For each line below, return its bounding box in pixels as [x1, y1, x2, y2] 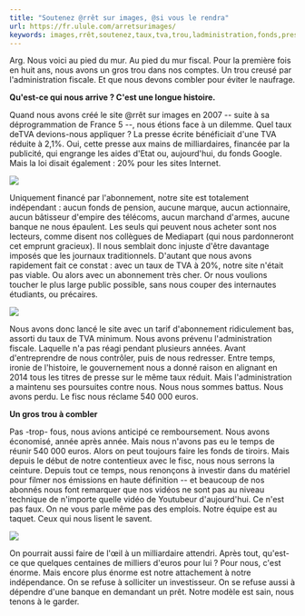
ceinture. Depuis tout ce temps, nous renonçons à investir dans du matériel [9, 465, 290, 476]
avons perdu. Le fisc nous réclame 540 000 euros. [9, 392, 199, 402]
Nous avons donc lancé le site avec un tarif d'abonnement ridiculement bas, [9, 323, 294, 334]
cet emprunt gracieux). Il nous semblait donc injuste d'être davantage [9, 241, 270, 252]
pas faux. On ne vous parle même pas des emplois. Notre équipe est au [9, 503, 278, 514]
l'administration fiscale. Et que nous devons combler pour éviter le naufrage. [9, 75, 296, 85]
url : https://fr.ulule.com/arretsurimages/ [9, 22, 177, 31]
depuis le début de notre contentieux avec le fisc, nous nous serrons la [9, 455, 275, 466]
